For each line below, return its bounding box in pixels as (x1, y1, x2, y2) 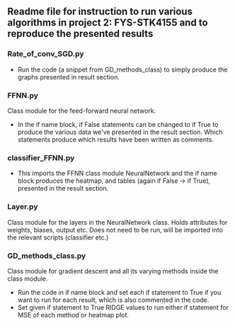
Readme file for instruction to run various (7, 6, 193, 18)
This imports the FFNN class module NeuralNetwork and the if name (17, 169, 217, 178)
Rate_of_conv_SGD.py (7, 49, 84, 59)
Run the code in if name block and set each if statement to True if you (17, 288, 222, 296)
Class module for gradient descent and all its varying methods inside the (7, 266, 219, 275)
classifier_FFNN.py (7, 152, 75, 162)
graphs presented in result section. (17, 72, 120, 81)
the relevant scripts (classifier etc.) (7, 233, 109, 242)
